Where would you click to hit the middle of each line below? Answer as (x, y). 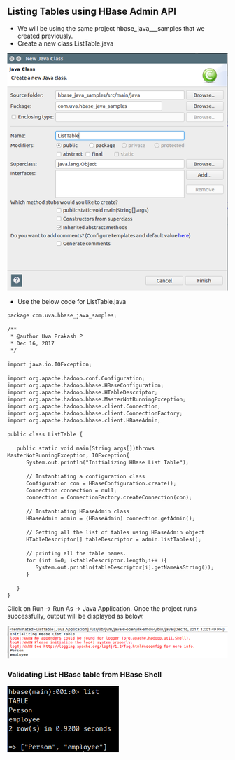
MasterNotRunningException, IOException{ (69, 455)
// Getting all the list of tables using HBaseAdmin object (115, 532)
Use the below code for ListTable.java (72, 301)
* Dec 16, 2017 (32, 343)
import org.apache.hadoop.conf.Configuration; (76, 378)
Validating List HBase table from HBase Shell (85, 675)
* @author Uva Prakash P (46, 336)
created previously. (45, 36)
